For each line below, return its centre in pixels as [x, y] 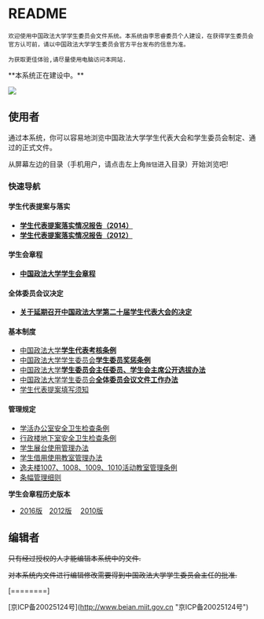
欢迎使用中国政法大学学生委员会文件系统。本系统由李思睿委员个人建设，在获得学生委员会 [131, 36]
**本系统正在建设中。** [46, 75]
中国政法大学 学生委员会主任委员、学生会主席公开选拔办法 [112, 370]
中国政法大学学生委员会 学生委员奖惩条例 [85, 360]
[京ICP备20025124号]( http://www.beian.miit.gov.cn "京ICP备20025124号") [128, 606]
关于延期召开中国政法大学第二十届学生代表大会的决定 [106, 312]
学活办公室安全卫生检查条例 [64, 428]
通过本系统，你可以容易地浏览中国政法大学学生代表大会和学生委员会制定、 [128, 137]
